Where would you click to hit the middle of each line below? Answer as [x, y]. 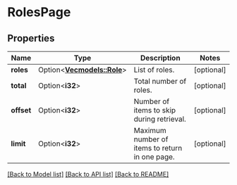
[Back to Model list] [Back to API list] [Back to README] [88, 174]
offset [21, 110]
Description [160, 58]
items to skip [155, 110]
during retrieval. [160, 119]
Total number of [160, 81]
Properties [31, 38]
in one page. [154, 157]
